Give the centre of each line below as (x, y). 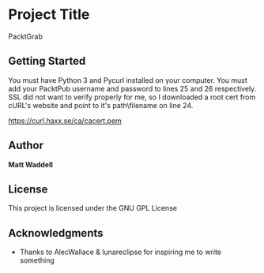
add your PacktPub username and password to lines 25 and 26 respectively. (132, 88)
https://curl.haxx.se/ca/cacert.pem (65, 121)
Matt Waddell (31, 164)
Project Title (49, 15)
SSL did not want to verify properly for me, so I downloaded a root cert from (132, 97)
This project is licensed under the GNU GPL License (93, 208)
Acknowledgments (56, 233)
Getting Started (47, 61)
